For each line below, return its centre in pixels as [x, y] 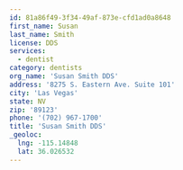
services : [28, 51]
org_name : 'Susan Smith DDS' [64, 76]
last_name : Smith [42, 34]
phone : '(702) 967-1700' [56, 118]
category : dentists [46, 68]
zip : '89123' [34, 110]
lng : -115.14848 [48, 143]
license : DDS [34, 43]
